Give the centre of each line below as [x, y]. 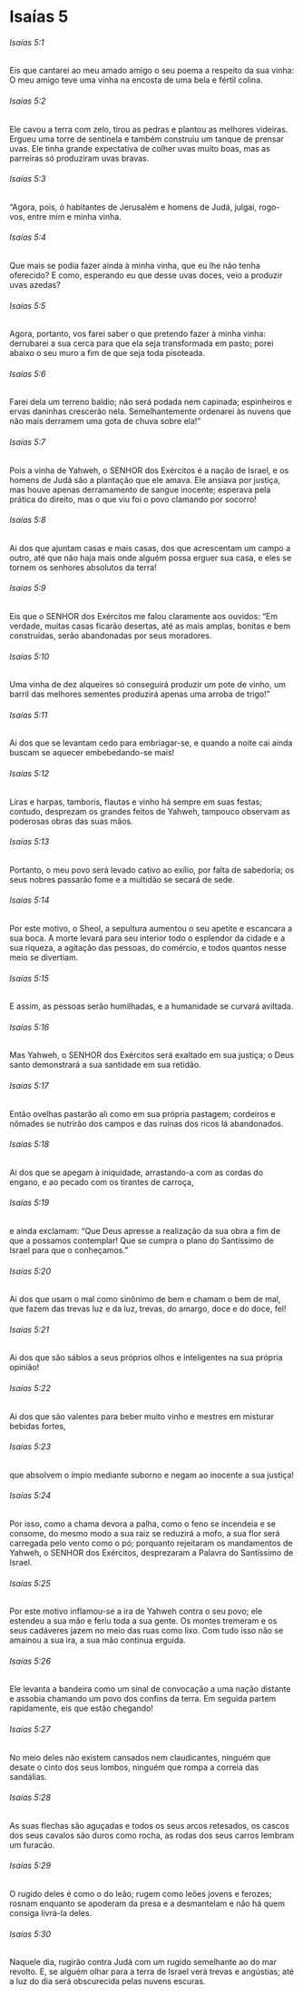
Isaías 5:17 [29, 1086]
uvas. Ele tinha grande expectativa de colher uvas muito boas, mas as [140, 148]
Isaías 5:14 [29, 900]
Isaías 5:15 [29, 978]
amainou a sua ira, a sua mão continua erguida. [98, 1640]
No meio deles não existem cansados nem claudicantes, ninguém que [140, 1757]
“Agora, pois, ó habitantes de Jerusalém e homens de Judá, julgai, [133, 207]
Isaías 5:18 [29, 1144]
